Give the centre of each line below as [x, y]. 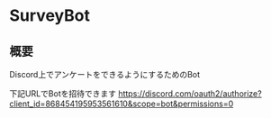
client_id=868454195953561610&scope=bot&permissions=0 [122, 104]
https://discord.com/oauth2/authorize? [190, 94]
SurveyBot [50, 16]
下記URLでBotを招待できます [63, 94]
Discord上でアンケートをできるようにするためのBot [105, 74]
